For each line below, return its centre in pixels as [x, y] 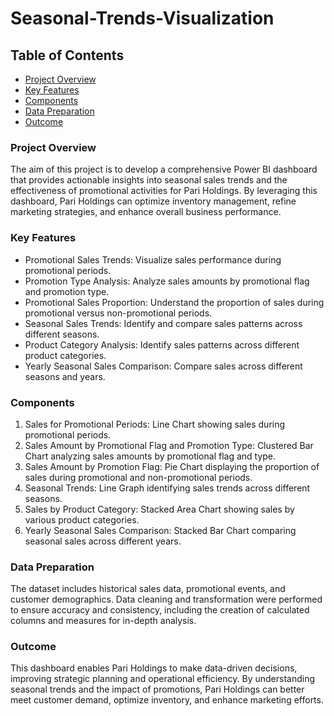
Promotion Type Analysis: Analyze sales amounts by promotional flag [167, 281]
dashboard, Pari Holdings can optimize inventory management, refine [153, 201]
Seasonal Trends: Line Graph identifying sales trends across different [167, 488]
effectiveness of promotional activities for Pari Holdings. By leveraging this [164, 191]
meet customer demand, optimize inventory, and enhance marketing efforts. [167, 700]
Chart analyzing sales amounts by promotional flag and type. [150, 456]
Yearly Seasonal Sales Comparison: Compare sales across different [163, 366]
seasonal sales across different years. [103, 541]
